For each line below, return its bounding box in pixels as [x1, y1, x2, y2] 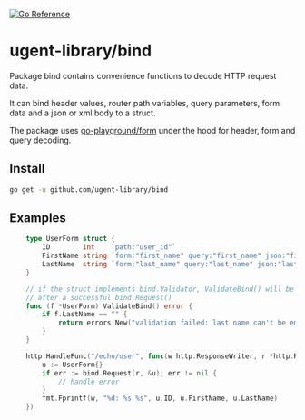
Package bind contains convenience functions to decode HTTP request [9, 70, 277, 81]
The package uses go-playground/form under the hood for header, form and [9, 125, 296, 135]
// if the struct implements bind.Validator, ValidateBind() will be [25, 285, 295, 294]
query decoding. [9, 135, 72, 145]
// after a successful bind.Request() [25, 293, 172, 302]
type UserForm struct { [25, 235, 116, 244]
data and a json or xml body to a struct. [9, 107, 156, 118]
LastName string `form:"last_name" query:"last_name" [42, 260, 254, 269]
